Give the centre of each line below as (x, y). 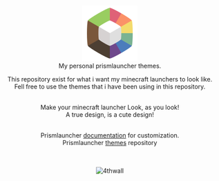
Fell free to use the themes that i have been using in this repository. (110, 86)
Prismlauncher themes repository (110, 143)
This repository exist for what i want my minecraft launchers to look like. (110, 79)
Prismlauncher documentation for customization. (110, 135)
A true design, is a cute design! (110, 115)
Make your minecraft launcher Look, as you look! (110, 107)
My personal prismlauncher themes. (110, 66)
